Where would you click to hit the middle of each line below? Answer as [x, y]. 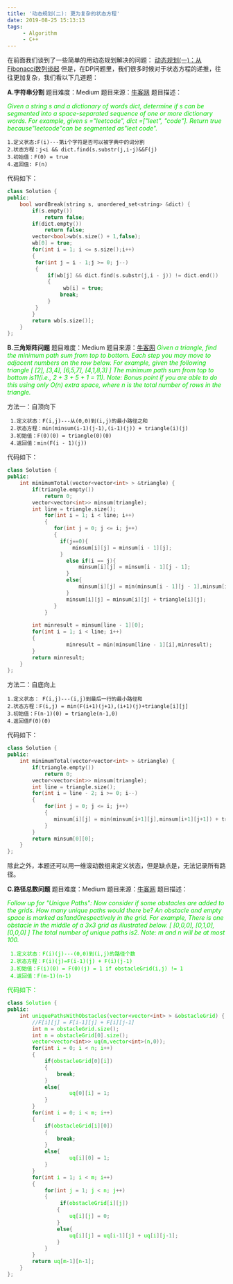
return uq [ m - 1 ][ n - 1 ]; [63, 1262]
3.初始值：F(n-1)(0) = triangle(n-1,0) [63, 714]
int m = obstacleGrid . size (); [76, 1029]
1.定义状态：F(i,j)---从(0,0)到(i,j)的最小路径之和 [79, 421]
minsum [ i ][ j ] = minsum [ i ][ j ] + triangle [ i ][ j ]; [136, 599]
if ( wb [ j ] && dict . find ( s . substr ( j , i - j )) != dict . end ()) [133, 275]
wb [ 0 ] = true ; [52, 243]
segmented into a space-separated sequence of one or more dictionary [110, 114]
